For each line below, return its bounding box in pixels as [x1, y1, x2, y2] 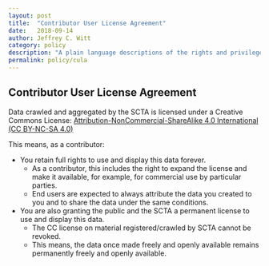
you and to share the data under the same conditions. [31, 197, 209, 207]
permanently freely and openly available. [31, 248, 167, 258]
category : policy [8, 42, 66, 50]
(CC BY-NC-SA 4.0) [8, 124, 74, 133]
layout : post [8, 11, 52, 20]
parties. [31, 181, 58, 190]
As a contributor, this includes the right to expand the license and [31, 163, 247, 173]
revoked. [31, 231, 62, 240]
